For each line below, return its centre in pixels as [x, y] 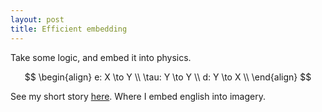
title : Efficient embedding [69, 29]
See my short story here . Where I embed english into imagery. [138, 96]
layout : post [37, 19]
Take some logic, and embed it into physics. [101, 57]
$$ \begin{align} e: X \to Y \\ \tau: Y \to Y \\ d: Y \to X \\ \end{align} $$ [168, 77]
